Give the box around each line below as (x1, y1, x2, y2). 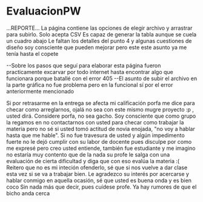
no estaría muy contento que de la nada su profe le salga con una (6, 150, 170, 158)
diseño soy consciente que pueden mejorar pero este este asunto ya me (6, 44, 187, 51)
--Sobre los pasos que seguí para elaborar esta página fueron (6, 62, 161, 69)
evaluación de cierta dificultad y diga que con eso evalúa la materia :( (6, 157, 180, 164)
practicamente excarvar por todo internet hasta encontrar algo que (6, 68, 174, 75)
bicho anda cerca (6, 189, 50, 197)
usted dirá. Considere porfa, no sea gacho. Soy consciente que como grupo (6, 112, 196, 120)
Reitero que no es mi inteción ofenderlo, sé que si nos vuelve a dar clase (6, 164, 188, 171)
